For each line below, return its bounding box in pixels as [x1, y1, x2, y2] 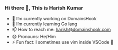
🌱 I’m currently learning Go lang [11, 21, 77, 27]
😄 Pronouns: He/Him [11, 34, 56, 40]
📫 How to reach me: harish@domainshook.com [11, 27, 111, 33]
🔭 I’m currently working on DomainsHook [11, 16, 97, 22]
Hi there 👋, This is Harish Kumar [4, 4, 83, 11]
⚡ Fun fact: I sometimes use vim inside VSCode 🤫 [11, 39, 113, 45]
